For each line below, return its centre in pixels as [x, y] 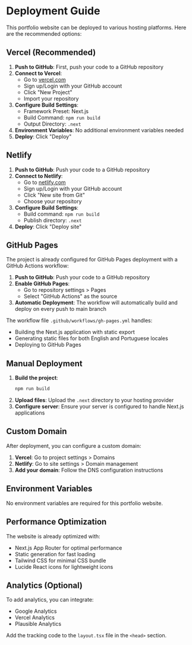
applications [30, 413]
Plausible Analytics [38, 624]
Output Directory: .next [52, 124]
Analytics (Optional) [45, 585]
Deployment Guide [53, 11]
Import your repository [51, 98]
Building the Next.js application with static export [75, 332]
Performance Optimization [56, 522]
